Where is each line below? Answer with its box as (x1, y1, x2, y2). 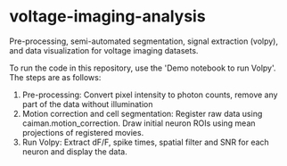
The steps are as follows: (9, 71, 102, 82)
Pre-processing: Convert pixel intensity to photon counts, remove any (21, 89, 278, 100)
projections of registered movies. (21, 127, 144, 137)
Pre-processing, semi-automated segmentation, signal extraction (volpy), (9, 36, 279, 46)
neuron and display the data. (21, 145, 127, 157)
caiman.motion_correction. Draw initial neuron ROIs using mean (21, 118, 256, 129)
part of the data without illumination (21, 98, 153, 109)
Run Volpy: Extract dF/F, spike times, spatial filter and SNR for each (21, 137, 269, 147)
